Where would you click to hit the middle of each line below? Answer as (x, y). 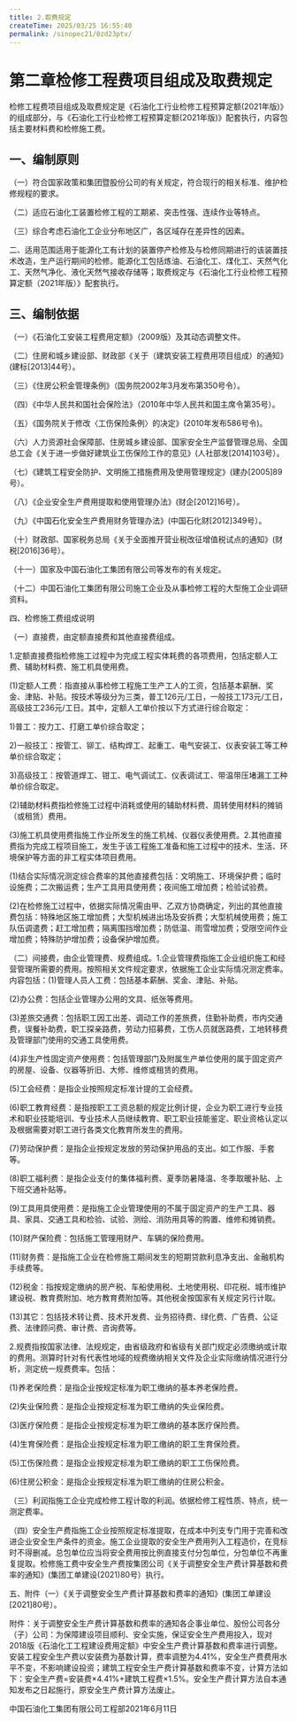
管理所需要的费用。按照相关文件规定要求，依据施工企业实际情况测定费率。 (152, 969)
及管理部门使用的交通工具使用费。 (71, 1039)
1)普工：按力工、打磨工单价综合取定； (78, 726)
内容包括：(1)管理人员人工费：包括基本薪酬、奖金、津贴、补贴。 (126, 980)
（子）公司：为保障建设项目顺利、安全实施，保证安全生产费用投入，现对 (141, 1634)
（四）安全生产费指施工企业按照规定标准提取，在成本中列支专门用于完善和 (145, 1530)
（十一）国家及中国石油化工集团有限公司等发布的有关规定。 (118, 569)
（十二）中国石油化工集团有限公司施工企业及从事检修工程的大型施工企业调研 (148, 588)
